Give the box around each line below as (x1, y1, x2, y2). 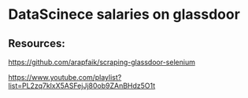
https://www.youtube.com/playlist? (8, 73, 122, 82)
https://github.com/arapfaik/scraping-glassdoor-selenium (8, 57, 195, 67)
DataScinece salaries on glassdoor (8, 5, 240, 24)
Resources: (8, 37, 65, 50)
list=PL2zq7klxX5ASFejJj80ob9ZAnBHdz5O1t (8, 81, 156, 90)
